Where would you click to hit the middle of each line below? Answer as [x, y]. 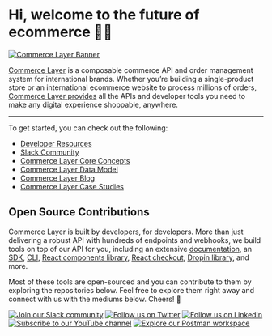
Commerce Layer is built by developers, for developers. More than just [126, 232]
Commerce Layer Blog [57, 178]
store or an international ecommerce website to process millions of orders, [133, 87]
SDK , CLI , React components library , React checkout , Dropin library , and [129, 257]
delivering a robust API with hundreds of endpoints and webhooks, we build [135, 240]
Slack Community [49, 152]
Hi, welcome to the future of [104, 15]
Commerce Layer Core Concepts [75, 160]
